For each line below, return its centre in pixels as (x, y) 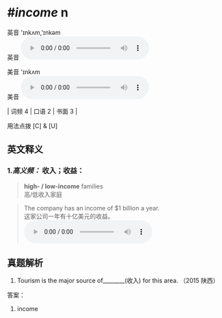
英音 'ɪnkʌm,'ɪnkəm (34, 32)
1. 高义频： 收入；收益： (45, 171)
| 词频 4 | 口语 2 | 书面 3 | (42, 111)
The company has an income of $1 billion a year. (92, 208)
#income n (38, 13)
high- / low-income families (64, 186)
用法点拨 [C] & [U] (32, 125)
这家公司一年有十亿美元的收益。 (69, 216)
